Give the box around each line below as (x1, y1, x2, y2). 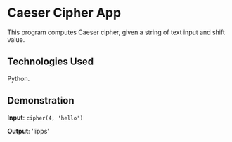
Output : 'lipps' (7, 127, 49, 135)
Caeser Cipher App (7, 5, 122, 21)
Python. (7, 74, 30, 83)
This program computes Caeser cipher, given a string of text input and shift (7, 28, 225, 36)
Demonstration (7, 94, 75, 106)
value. (7, 35, 25, 43)
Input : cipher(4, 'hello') (7, 113, 84, 122)
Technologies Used (7, 56, 94, 68)
